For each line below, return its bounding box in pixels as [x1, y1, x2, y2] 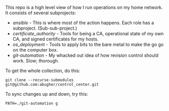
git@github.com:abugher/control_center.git [5, 82, 99, 87]
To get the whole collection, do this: [5, 68, 80, 74]
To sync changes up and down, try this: [5, 91, 88, 97]
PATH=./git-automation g [5, 101, 58, 106]
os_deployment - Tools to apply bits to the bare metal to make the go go [12, 41, 164, 48]
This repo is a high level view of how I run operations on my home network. [5, 5, 163, 10]
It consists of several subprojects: [5, 10, 76, 16]
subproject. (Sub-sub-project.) [12, 25, 77, 31]
